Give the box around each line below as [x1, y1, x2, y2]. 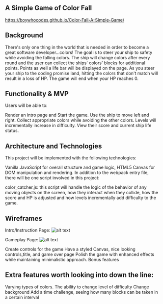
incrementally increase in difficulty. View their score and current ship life [5, 123, 152, 128]
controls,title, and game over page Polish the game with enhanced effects [5, 252, 155, 257]
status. [5, 127, 19, 134]
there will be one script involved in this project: [5, 175, 100, 181]
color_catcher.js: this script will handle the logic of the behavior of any [5, 184, 147, 190]
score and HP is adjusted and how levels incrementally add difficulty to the [5, 195, 156, 201]
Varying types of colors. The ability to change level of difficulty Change [5, 284, 149, 290]
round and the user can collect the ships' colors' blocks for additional [5, 60, 146, 66]
